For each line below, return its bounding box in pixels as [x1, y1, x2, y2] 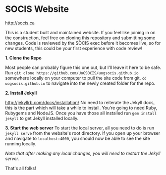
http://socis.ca [5, 20, 35, 26]
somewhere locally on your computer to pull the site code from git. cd [5, 75, 147, 81]
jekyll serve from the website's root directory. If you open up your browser [5, 130, 161, 136]
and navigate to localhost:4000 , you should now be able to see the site [5, 135, 150, 141]
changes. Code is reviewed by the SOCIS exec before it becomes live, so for [5, 40, 161, 46]
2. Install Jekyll [5, 90, 37, 96]
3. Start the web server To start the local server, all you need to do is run [5, 125, 155, 131]
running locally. [5, 140, 37, 147]
